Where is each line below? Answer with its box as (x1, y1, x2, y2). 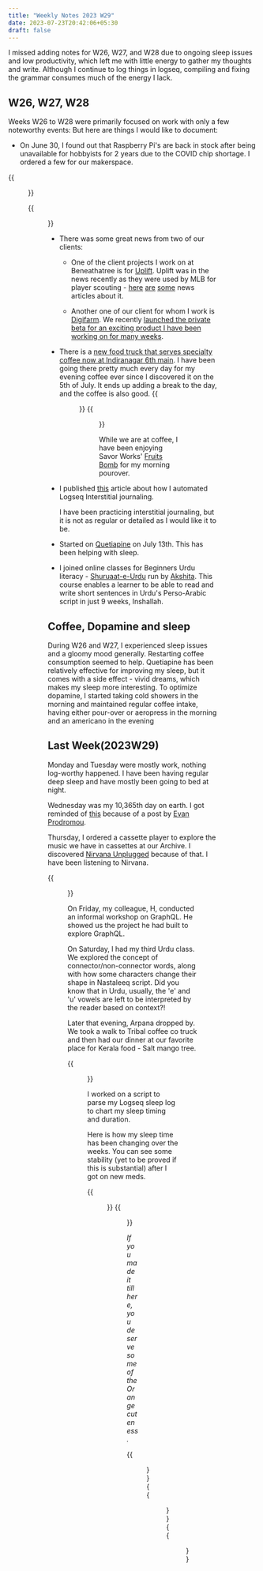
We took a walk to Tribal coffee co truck (67, 1026, 197, 1035)
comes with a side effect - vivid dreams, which (47, 675, 200, 683)
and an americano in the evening (47, 716, 155, 725)
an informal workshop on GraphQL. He (67, 911, 193, 921)
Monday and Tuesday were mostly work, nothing (47, 760, 207, 769)
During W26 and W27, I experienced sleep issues (47, 641, 208, 650)
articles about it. (70, 291, 124, 301)
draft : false (8, 26, 51, 34)
